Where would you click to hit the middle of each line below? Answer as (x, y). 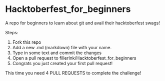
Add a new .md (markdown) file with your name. (62, 47)
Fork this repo (27, 42)
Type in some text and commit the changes (57, 53)
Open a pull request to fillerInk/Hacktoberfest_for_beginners (74, 58)
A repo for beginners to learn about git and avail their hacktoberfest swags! (82, 23)
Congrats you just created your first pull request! (62, 63)
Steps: (12, 32)
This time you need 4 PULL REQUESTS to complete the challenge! (73, 73)
